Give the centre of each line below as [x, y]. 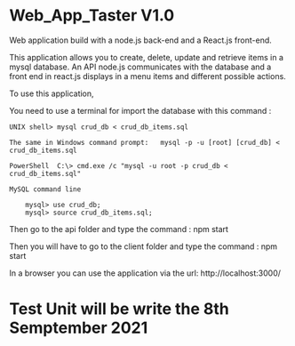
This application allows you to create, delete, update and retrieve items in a [147, 57]
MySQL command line [45, 189]
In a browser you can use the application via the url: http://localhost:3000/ [145, 273]
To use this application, [52, 93]
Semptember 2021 [79, 328]
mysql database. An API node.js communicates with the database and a [140, 67]
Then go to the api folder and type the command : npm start [119, 229]
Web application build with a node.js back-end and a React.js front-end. [141, 40]
